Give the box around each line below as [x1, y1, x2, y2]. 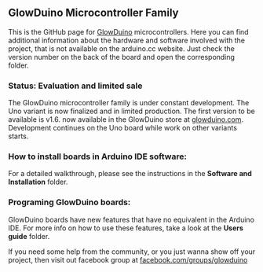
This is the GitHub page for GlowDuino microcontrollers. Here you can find [8, 27, 249, 36]
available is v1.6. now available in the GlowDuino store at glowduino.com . [8, 115, 244, 124]
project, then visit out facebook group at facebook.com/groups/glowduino [8, 255, 248, 264]
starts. [8, 131, 29, 141]
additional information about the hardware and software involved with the [8, 35, 246, 45]
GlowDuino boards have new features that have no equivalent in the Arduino [8, 215, 255, 224]
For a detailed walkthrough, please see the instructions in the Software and [8, 169, 253, 178]
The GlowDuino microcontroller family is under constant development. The [8, 98, 250, 108]
